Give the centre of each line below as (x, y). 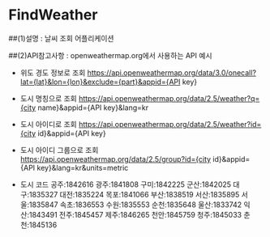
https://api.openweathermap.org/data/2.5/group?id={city (116, 159)
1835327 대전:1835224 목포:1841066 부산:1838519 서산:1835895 (134, 194)
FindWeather (53, 15)
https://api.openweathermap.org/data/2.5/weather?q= (169, 98)
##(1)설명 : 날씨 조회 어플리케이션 (61, 38)
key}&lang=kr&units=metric (83, 167)
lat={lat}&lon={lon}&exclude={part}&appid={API (100, 82)
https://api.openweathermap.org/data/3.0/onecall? (172, 72)
